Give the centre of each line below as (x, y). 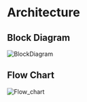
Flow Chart (31, 75)
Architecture (43, 13)
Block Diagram (38, 38)
